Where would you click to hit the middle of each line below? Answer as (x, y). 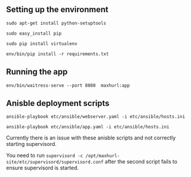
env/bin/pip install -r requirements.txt (58, 54)
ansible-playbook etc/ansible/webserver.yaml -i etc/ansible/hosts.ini (95, 117)
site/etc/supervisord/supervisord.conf (55, 162)
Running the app (37, 72)
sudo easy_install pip (34, 33)
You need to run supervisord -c (45, 155)
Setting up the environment (57, 10)
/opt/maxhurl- (103, 156)
